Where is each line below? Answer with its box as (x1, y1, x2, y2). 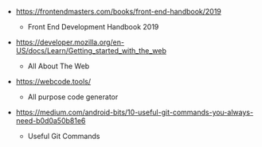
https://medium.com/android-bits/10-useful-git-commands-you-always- (15, 107, 253, 117)
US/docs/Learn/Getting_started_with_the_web (15, 46, 167, 55)
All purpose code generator (27, 92, 119, 102)
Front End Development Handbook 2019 (27, 22, 159, 31)
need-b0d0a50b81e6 (15, 116, 86, 126)
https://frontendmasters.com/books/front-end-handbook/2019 (15, 7, 221, 16)
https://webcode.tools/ (15, 77, 92, 86)
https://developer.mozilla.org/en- (15, 37, 125, 47)
